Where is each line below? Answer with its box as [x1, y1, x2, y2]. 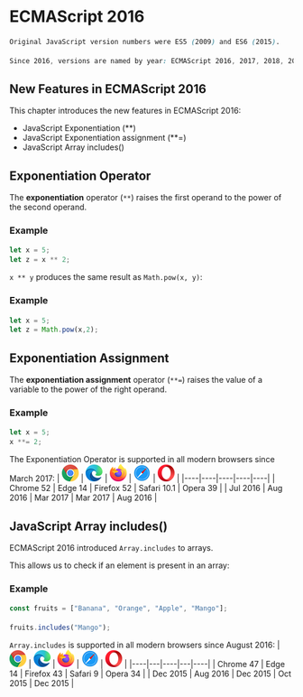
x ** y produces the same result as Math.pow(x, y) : [9, 272, 203, 283]
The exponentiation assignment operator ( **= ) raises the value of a [9, 375, 263, 386]
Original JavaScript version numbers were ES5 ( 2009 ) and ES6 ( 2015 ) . [9, 37, 280, 46]
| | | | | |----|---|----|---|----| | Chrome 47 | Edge [28, 658, 286, 669]
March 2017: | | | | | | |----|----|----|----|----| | [9, 473, 275, 484]
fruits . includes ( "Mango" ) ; [9, 623, 111, 632]
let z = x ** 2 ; [9, 256, 70, 265]
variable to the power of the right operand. [9, 384, 168, 395]
